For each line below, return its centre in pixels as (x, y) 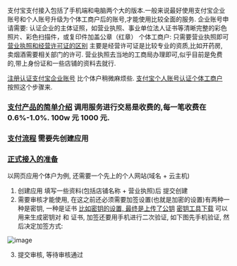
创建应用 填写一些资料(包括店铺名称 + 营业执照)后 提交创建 (103, 191)
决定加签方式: (43, 226)
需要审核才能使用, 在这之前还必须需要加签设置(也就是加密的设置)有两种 (120, 200)
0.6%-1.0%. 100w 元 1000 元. (59, 117)
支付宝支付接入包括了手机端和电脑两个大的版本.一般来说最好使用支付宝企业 (116, 10)
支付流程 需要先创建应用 (48, 138)
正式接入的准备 (33, 159)
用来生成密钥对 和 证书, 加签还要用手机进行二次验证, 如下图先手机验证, (120, 217)
